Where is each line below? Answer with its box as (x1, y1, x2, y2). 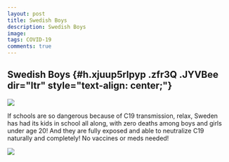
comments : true (7, 43, 52, 50)
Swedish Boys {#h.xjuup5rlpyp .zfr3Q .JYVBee (7, 69, 219, 81)
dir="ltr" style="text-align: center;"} (7, 80, 173, 92)
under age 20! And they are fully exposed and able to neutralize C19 (7, 126, 204, 135)
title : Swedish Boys (7, 17, 68, 24)
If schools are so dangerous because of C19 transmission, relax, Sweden (7, 112, 218, 120)
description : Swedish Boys (7, 23, 86, 30)
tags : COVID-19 (7, 36, 52, 43)
